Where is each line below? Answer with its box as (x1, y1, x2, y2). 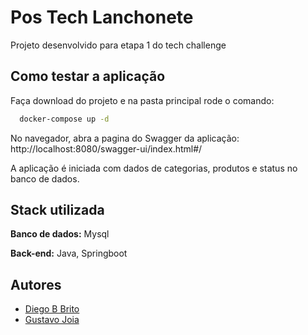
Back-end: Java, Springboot (10, 247, 128, 260)
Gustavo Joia (24, 314, 80, 326)
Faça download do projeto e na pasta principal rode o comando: (10, 94, 275, 106)
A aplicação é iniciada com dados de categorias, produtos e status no (10, 162, 298, 174)
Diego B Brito (24, 303, 80, 315)
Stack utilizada (10, 202, 105, 219)
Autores (10, 276, 62, 293)
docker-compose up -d (19, 114, 110, 124)
